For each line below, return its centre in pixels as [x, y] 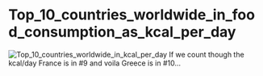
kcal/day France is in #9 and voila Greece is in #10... [95, 63]
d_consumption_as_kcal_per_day [122, 32]
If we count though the [207, 54]
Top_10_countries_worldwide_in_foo [132, 15]
